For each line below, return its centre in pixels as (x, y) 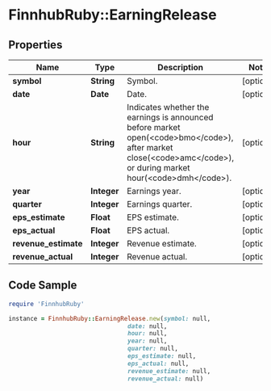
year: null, (148, 341)
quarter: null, (153, 349)
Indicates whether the (168, 107)
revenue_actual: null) (166, 378)
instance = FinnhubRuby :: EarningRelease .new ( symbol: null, (110, 318)
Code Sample (43, 286)
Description (180, 67)
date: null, (148, 326)
